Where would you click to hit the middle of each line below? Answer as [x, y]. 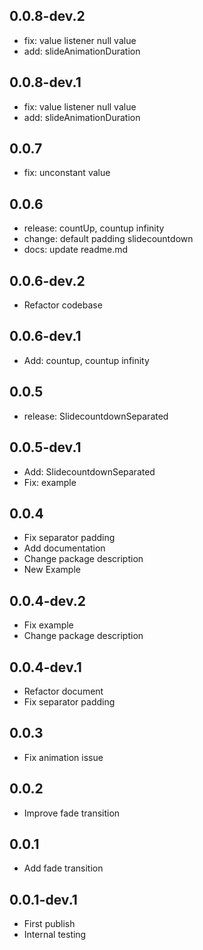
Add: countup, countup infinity [86, 360]
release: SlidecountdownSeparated [96, 416]
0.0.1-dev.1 [43, 899]
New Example [52, 570]
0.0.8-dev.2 [47, 16]
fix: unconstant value [67, 173]
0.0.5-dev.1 [45, 447]
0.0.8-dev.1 [45, 82]
